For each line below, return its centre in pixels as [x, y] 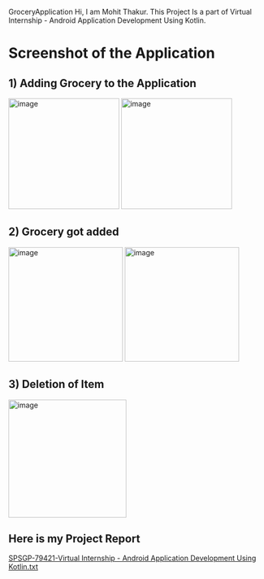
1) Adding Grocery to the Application [102, 83]
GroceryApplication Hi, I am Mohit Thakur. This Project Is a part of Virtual [130, 12]
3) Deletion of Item [56, 384]
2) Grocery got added [64, 232]
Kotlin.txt [23, 567]
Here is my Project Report [74, 539]
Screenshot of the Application [112, 53]
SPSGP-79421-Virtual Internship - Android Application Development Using [132, 558]
